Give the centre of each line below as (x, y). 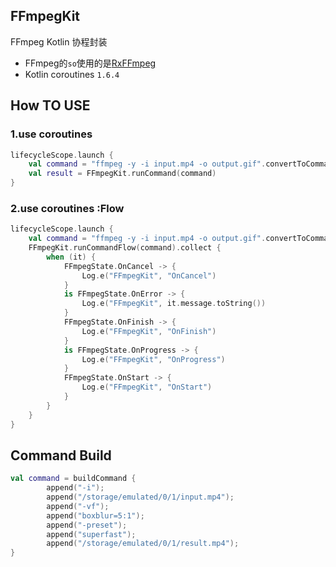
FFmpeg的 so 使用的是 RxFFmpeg (90, 63)
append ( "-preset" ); (87, 525)
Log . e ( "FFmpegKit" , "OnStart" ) (147, 387)
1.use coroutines (51, 134)
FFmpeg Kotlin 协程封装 (59, 41)
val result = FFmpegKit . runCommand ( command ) (122, 174)
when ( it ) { (71, 257)
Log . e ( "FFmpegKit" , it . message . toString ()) (174, 304)
